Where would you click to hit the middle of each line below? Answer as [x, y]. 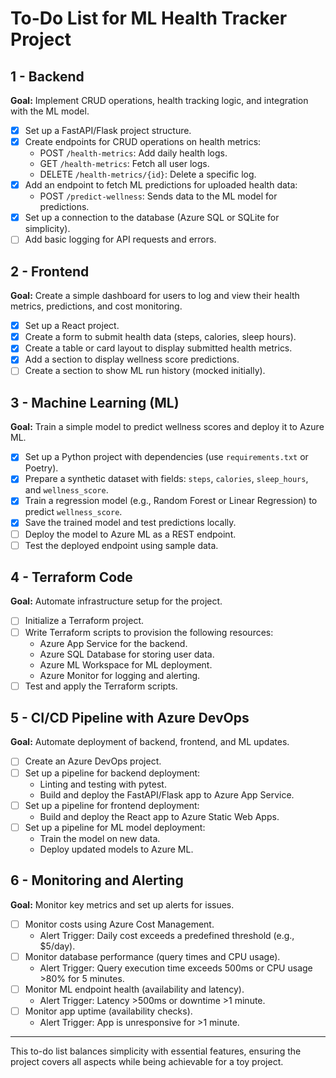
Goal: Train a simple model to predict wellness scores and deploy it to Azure [167, 427]
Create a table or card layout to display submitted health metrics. [158, 348]
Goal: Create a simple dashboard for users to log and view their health [155, 296]
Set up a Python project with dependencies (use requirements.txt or [166, 457]
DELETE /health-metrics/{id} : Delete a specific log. [148, 174]
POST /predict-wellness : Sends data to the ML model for [158, 196]
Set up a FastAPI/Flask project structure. [108, 130]
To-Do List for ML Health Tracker [149, 18]
